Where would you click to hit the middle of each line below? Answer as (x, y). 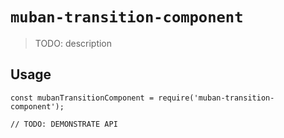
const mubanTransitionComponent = (82, 98)
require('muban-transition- (216, 98)
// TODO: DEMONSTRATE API (64, 124)
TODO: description (73, 43)
